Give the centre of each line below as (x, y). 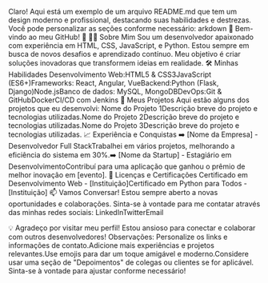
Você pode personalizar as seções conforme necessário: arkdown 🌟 (121, 28)
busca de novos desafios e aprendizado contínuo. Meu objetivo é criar (125, 54)
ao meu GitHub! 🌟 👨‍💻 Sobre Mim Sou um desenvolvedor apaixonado (141, 37)
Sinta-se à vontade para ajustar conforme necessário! (97, 271)
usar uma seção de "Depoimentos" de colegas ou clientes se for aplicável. (131, 262)
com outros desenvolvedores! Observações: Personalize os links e (118, 237)
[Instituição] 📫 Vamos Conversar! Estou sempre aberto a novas (113, 192)
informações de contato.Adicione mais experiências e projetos (111, 245)
